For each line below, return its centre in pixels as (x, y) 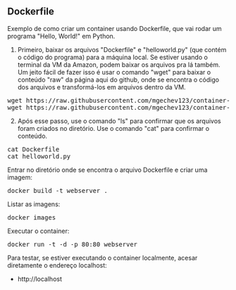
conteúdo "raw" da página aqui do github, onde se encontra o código (118, 80)
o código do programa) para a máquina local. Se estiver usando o (112, 57)
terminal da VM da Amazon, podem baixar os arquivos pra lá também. (119, 64)
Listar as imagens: (34, 204)
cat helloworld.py (39, 156)
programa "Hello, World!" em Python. (61, 36)
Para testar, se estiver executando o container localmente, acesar (103, 258)
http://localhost (39, 279)
